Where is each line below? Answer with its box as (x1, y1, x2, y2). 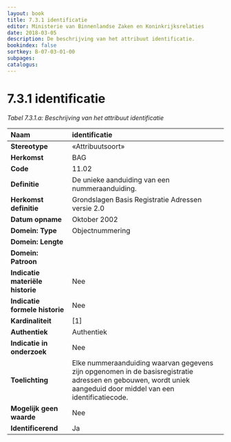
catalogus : (7, 61, 38, 68)
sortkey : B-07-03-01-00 (7, 49, 76, 56)
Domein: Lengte (10, 236, 64, 246)
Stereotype (10, 142, 48, 151)
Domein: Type (10, 225, 57, 235)
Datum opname (10, 214, 62, 224)
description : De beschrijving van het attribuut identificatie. (7, 36, 195, 43)
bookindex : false (7, 42, 57, 49)
